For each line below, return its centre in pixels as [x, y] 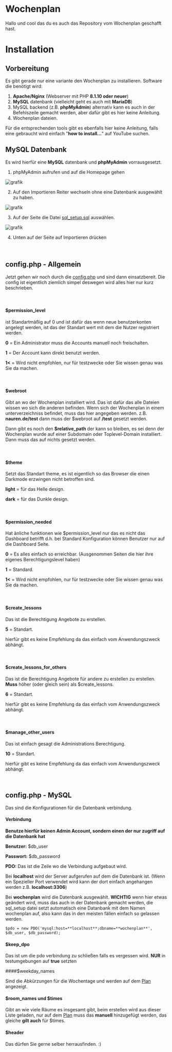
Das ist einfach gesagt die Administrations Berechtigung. [65, 743]
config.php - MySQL [39, 795]
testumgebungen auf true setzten [41, 961]
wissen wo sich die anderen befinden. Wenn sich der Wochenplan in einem [85, 407]
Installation [30, 50]
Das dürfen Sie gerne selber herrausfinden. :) [53, 1044]
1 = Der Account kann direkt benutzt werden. [53, 352]
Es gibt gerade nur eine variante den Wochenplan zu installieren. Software [84, 81]
